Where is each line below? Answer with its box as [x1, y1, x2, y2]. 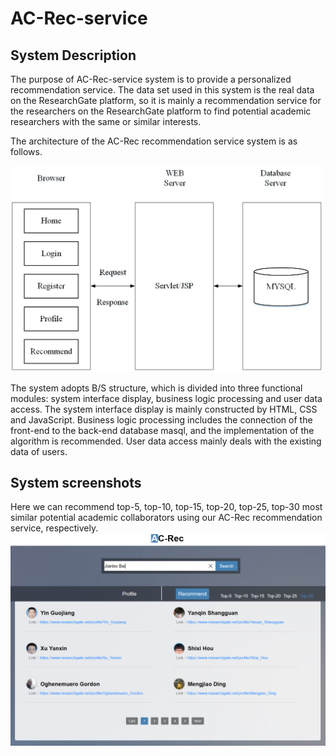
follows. [10, 146, 43, 157]
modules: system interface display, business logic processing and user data [10, 392, 323, 404]
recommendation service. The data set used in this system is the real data [10, 84, 315, 96]
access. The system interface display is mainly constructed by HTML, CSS [10, 403, 318, 415]
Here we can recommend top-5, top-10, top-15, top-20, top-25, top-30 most [10, 501, 323, 513]
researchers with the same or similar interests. [10, 116, 202, 127]
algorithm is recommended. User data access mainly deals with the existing [10, 435, 322, 447]
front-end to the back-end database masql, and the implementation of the [10, 424, 315, 436]
